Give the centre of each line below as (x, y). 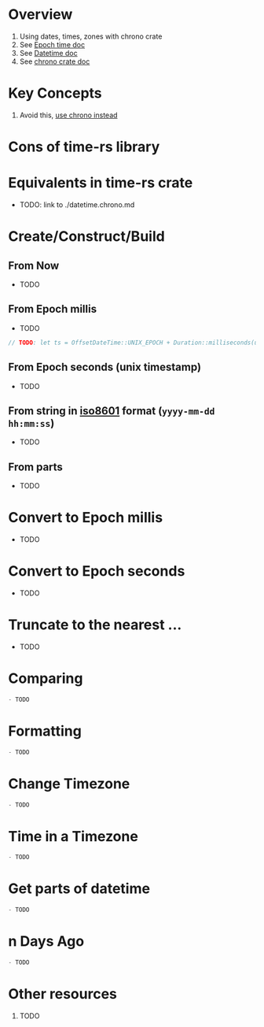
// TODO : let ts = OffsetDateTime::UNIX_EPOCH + (89, 343)
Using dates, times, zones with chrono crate (91, 36)
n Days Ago (46, 942)
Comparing (46, 678)
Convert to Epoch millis (86, 518)
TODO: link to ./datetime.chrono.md (77, 205)
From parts (35, 467)
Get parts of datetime (79, 889)
